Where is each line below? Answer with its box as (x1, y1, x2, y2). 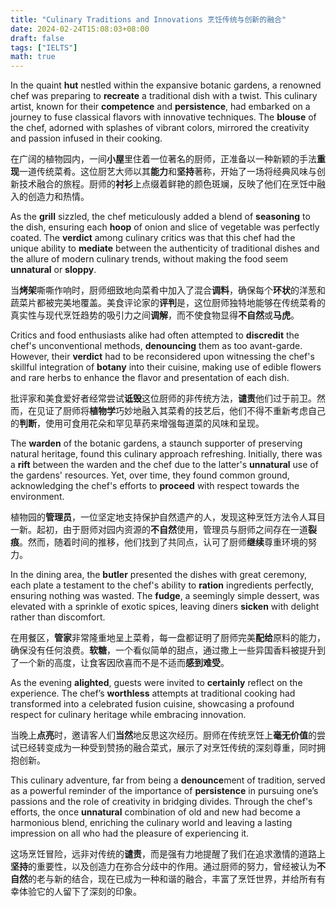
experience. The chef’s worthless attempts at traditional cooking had (10, 687, 296, 700)
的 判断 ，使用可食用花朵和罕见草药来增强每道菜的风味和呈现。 (10, 417, 265, 430)
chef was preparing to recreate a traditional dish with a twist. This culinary (10, 90, 318, 102)
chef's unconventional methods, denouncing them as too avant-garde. (10, 340, 303, 352)
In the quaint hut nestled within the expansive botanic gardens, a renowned (10, 79, 322, 91)
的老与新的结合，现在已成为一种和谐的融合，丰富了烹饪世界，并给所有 (28, 873, 317, 885)
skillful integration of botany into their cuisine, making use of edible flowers (10, 361, 322, 373)
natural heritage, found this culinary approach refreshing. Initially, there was (10, 448, 323, 460)
